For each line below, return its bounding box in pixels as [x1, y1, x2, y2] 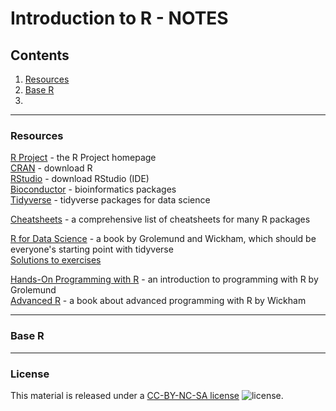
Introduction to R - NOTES [10, 7, 229, 30]
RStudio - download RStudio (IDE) [10, 173, 150, 185]
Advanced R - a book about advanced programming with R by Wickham [10, 295, 307, 307]
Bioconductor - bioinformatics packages [10, 183, 177, 196]
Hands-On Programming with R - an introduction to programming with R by [10, 273, 319, 286]
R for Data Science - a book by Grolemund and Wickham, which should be [10, 233, 317, 245]
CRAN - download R [10, 162, 93, 174]
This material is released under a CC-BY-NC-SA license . [10, 389, 284, 401]
